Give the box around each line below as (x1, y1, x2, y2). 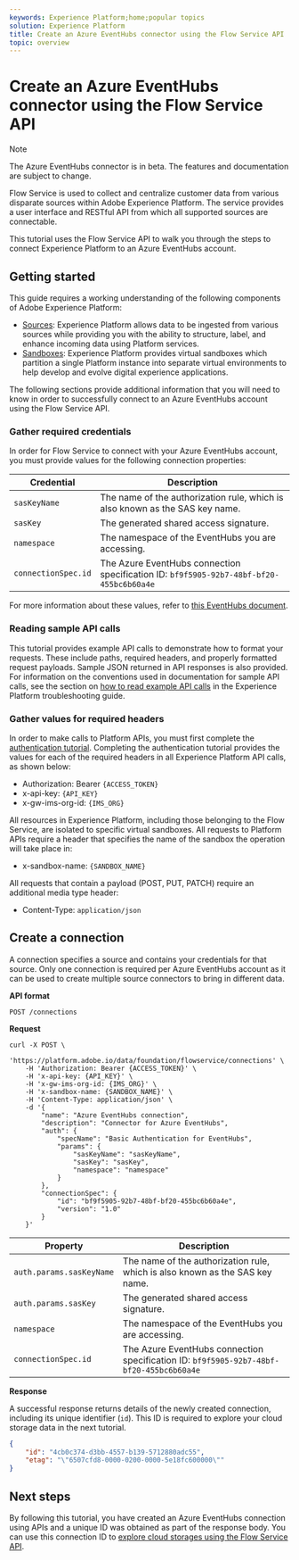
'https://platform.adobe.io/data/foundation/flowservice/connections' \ (9, 1056, 285, 1065)
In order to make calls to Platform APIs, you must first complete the (9, 733, 255, 743)
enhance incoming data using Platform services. (21, 338, 200, 349)
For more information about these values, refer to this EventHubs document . (9, 600, 288, 611)
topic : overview (9, 37, 69, 47)
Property (44, 1240, 84, 1252)
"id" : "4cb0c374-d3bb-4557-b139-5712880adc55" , (25, 1448, 205, 1456)
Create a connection (9, 930, 125, 946)
